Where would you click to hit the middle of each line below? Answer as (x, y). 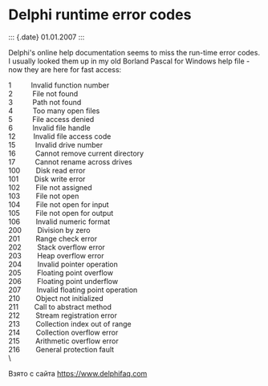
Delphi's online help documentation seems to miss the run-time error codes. (134, 52)
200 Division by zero (49, 230)
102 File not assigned (50, 187)
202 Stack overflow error (57, 247)
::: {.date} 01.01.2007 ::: (47, 37)
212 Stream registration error (63, 315)
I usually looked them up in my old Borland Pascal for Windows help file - (129, 61)
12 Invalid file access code (60, 136)
